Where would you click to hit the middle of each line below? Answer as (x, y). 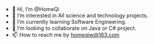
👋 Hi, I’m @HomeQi (35, 9)
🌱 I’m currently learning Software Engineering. (69, 22)
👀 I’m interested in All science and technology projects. (80, 15)
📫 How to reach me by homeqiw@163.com (66, 35)
